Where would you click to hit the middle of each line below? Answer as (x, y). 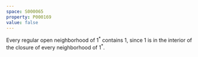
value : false (22, 22)
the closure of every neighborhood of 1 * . (55, 47)
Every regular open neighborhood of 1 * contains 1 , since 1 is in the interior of (99, 40)
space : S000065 (25, 11)
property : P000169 (29, 17)
